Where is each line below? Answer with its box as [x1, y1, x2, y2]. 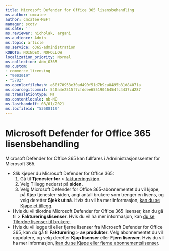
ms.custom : [5, 64, 28, 69]
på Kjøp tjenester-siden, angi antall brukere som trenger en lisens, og [20, 191, 164, 197]
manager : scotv [5, 21, 37, 27]
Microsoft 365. [5, 160, 36, 167]
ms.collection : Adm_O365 [5, 59, 58, 64]
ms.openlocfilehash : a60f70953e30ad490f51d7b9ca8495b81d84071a [5, 82, 141, 87]
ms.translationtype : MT [5, 92, 55, 97]
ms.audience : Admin [5, 36, 46, 41]
